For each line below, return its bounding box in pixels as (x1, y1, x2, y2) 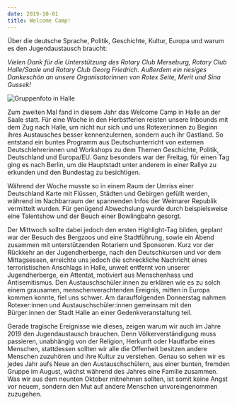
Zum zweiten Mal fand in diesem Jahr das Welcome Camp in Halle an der (7, 108, 221, 116)
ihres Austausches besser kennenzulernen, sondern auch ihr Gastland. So (7, 130, 224, 139)
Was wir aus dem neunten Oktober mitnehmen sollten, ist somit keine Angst (7, 375, 228, 383)
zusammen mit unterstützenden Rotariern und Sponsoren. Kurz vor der (7, 240, 214, 249)
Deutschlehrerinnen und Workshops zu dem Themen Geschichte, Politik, (7, 145, 219, 154)
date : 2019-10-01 (7, 10, 59, 18)
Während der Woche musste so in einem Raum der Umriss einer (7, 181, 195, 190)
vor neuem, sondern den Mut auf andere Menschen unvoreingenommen (7, 382, 218, 390)
